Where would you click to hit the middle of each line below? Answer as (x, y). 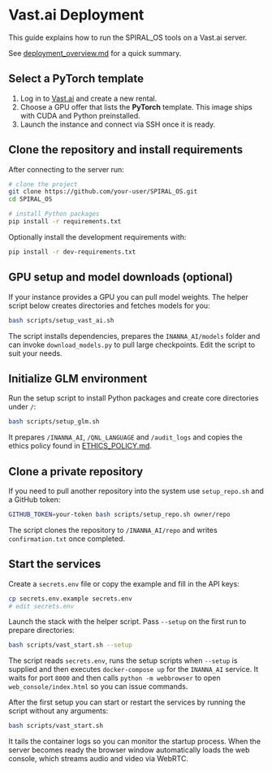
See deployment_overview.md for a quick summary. (95, 53)
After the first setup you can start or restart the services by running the (127, 702)
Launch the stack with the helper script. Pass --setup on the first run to (127, 622)
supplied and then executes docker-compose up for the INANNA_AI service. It (134, 669)
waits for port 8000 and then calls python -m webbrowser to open (114, 678)
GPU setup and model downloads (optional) (121, 277)
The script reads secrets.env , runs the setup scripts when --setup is (123, 661)
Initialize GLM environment (78, 378)
